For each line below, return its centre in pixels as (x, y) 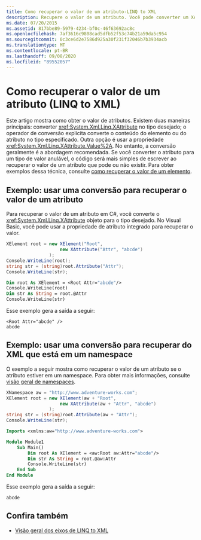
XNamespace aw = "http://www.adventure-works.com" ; (72, 392)
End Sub (26, 470)
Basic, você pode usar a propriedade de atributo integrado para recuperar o (100, 227)
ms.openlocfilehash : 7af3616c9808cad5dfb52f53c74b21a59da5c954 (87, 34)
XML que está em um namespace (69, 354)
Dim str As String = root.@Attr (46, 294)
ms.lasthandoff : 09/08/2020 (41, 56)
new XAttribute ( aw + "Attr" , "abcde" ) (108, 404)
